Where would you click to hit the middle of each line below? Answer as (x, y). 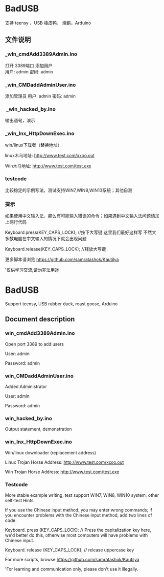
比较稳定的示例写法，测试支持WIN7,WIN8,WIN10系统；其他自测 (69, 190)
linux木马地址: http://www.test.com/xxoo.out (50, 155)
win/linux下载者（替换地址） (34, 145)
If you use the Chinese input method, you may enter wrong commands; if (79, 510)
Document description (40, 319)
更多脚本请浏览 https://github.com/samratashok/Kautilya (62, 259)
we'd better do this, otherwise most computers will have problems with (77, 535)
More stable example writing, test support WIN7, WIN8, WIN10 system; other (82, 495)
